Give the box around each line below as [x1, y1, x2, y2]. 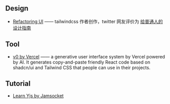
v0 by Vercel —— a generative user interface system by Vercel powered [12, 53, 165, 59]
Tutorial [5, 79, 31, 88]
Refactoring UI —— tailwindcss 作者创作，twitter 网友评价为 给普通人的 [12, 18, 163, 25]
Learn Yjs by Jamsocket [12, 93, 64, 99]
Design [5, 4, 29, 13]
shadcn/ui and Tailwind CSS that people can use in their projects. [12, 64, 151, 71]
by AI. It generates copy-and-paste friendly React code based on [12, 59, 151, 65]
